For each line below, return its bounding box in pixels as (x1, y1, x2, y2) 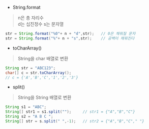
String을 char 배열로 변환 (17, 55, 69, 61)
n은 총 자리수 (17, 15, 44, 21)
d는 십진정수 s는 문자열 (17, 21, 64, 27)
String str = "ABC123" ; (5, 65, 56, 70)
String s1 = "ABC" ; (5, 105, 47, 110)
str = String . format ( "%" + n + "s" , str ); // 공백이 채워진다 (5, 35, 135, 41)
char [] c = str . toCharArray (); (5, 70, 72, 75)
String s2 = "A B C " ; (5, 114, 53, 119)
